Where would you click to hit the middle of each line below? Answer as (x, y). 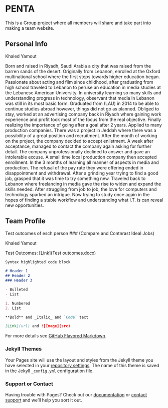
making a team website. (30, 28)
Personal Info (26, 44)
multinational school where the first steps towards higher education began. (83, 77)
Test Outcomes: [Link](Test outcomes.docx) (51, 253)
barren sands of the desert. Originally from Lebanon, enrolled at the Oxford (83, 71)
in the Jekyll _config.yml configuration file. (49, 371)
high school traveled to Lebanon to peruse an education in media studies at (83, 87)
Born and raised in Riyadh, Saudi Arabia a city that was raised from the (78, 66)
